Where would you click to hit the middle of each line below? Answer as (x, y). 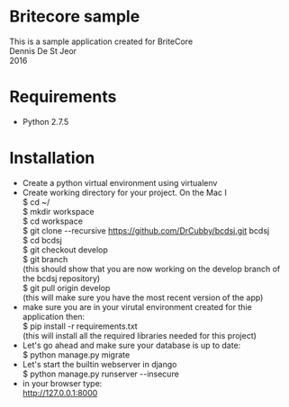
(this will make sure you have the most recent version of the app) (143, 297)
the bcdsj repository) (61, 278)
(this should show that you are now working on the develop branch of (151, 269)
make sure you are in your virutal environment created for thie (137, 306)
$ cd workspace (53, 221)
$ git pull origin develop (66, 288)
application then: (54, 316)
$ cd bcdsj (42, 240)
